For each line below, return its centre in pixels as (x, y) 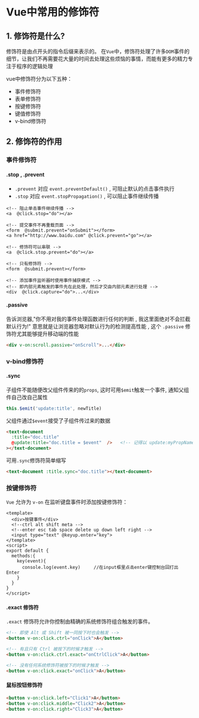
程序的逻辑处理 (35, 66)
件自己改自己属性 (27, 397)
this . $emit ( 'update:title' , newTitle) (54, 408)
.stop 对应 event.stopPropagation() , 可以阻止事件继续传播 (87, 196)
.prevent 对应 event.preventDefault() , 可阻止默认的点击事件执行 (94, 188)
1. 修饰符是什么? (36, 36)
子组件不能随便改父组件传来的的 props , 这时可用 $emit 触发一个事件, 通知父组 (98, 390)
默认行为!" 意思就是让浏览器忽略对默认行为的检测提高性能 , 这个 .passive (95, 326)
